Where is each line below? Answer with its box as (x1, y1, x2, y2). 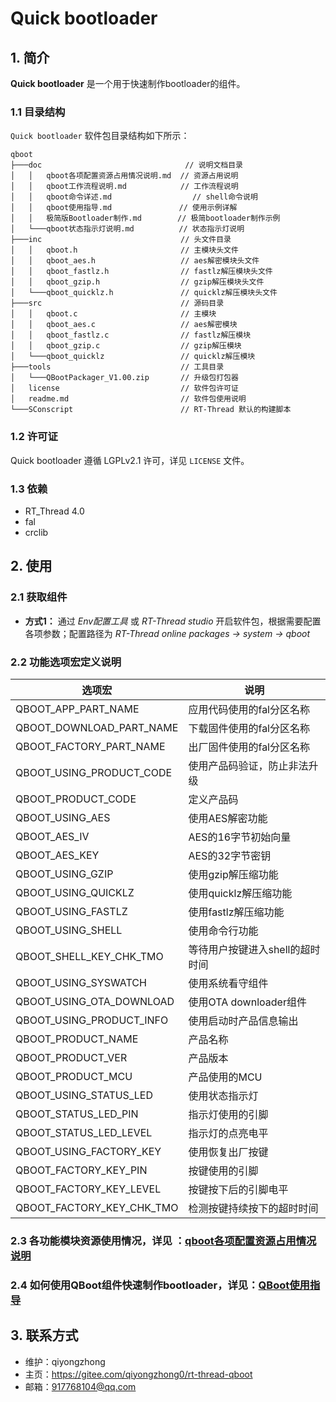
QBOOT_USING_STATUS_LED (15, 1088, 153, 1102)
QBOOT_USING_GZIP (15, 867, 114, 881)
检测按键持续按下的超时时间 (188, 1201, 319, 1215)
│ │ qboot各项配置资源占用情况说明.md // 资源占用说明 (10, 171, 239, 181)
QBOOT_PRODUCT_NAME (15, 1032, 139, 1046)
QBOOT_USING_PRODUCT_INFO (15, 1013, 169, 1027)
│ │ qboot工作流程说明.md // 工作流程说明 (10, 182, 239, 192)
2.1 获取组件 (10, 590, 68, 604)
